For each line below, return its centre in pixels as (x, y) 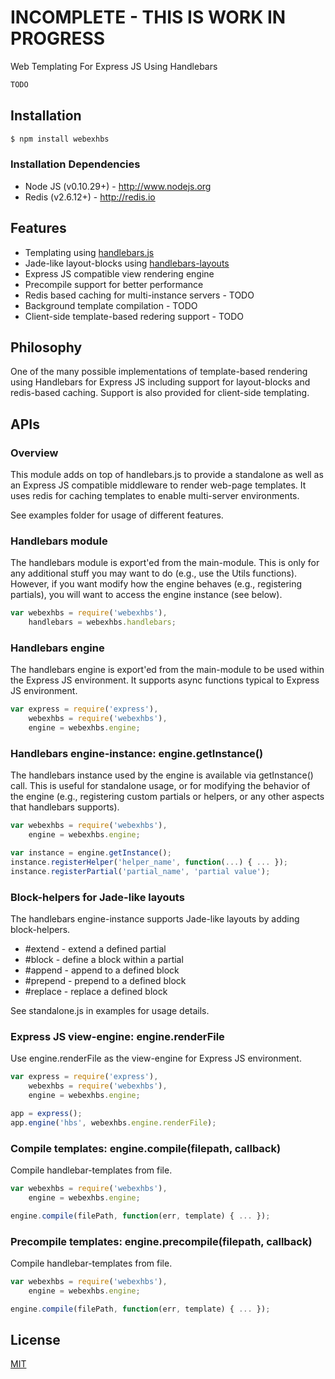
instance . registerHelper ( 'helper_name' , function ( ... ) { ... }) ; (149, 862)
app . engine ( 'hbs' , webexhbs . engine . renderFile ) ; (113, 1122)
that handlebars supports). (65, 807)
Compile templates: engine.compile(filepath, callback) (146, 1148)
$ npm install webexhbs (60, 139)
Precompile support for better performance (114, 284)
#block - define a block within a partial (104, 960)
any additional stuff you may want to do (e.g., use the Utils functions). (154, 573)
